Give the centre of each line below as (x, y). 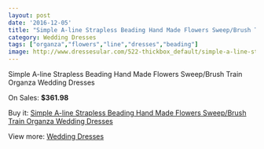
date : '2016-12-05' (40, 23)
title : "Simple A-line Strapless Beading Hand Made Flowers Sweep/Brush (130, 30)
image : (19, 52)
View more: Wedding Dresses (56, 136)
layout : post (29, 15)
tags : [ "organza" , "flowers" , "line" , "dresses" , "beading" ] (103, 45)
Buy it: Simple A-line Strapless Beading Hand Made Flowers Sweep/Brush (127, 113)
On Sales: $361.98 (38, 98)
